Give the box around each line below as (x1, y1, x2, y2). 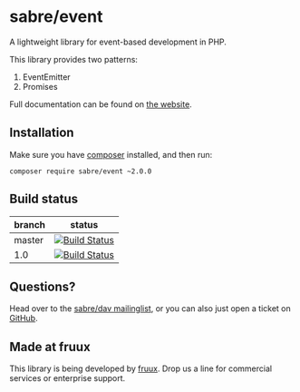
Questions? (9, 279, 76, 294)
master (14, 233, 44, 246)
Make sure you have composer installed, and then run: (9, 149, 213, 160)
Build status (9, 191, 79, 207)
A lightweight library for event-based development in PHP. (9, 36, 227, 47)
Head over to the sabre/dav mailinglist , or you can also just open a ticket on (9, 303, 292, 314)
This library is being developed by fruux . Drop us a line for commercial (9, 363, 273, 374)
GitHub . (9, 313, 38, 324)
